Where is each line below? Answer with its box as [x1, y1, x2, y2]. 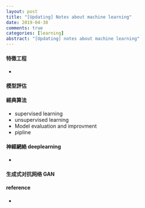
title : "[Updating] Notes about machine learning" [6, 14, 132, 20]
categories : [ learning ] [6, 30, 64, 36]
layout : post [6, 8, 38, 15]
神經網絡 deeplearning [6, 143, 61, 150]
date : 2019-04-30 [6, 19, 49, 25]
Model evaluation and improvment [14, 122, 97, 129]
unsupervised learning [14, 117, 69, 123]
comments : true [6, 25, 43, 31]
